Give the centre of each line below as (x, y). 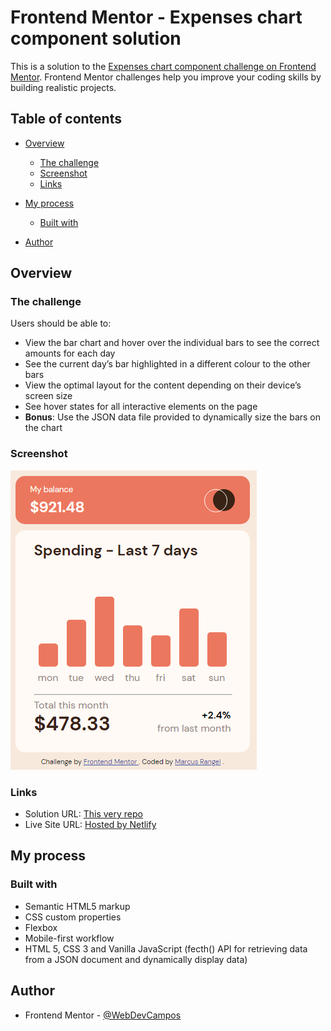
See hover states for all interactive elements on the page (141, 407)
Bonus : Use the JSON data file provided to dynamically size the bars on (173, 417)
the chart (43, 428)
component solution (96, 38)
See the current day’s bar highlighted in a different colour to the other (167, 364)
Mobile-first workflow (69, 938)
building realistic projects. (63, 87)
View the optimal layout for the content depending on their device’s (163, 385)
